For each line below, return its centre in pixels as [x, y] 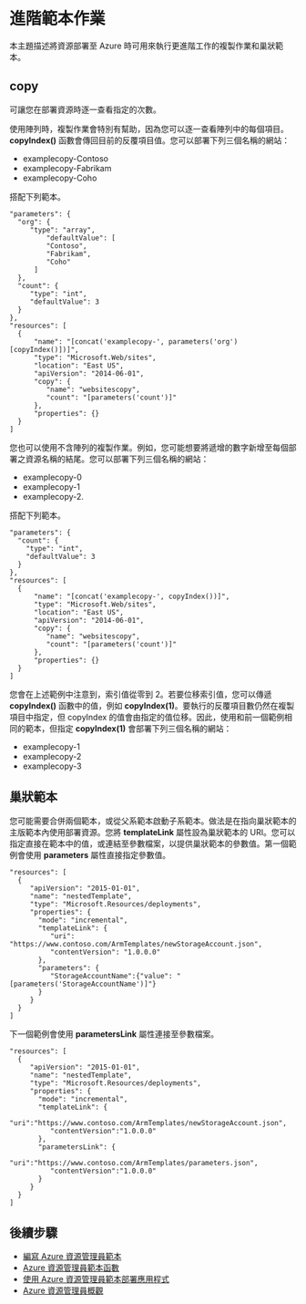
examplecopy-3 [52, 766]
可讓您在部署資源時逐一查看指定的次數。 [85, 109]
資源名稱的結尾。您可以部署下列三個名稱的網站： [117, 459]
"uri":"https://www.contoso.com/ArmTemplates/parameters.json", [134, 1163]
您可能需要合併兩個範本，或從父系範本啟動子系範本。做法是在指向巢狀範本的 [153, 821]
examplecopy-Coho [60, 178]
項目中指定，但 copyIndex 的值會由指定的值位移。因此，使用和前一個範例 [147, 717]
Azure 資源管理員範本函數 [71, 1268]
